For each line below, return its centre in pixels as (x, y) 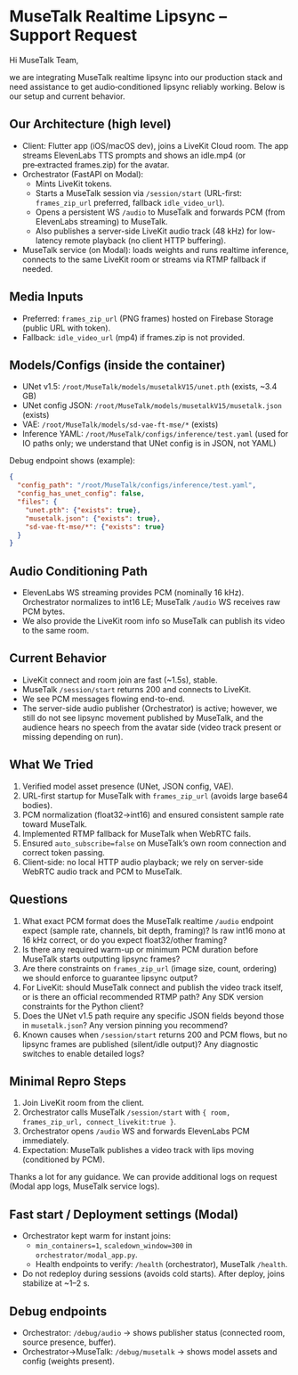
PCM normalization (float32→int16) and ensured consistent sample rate (153, 814)
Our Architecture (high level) (90, 124)
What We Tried (51, 765)
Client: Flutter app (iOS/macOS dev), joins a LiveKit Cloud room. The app (155, 145)
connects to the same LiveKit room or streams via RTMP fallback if (144, 259)
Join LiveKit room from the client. (83, 1103)
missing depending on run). (72, 736)
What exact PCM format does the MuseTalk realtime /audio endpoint (148, 921)
